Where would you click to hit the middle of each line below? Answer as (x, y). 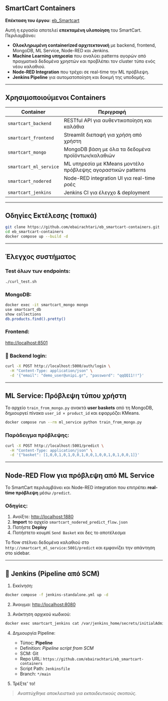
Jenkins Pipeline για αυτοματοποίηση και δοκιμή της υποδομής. (79, 77)
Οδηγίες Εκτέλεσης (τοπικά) (51, 216)
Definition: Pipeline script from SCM (57, 648)
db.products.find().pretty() (35, 319)
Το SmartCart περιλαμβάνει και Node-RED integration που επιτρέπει (76, 488)
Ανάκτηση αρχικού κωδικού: (41, 614)
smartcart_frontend (31, 138)
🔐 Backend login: (26, 356)
